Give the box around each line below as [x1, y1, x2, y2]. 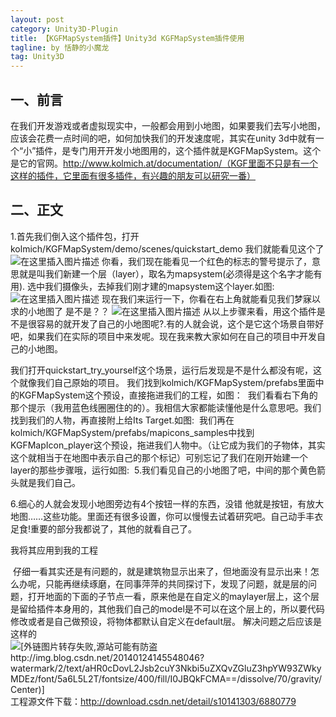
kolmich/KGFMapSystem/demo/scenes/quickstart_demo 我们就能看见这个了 [10, 242, 325, 255]
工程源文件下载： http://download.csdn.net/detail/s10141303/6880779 [10, 695, 297, 707]
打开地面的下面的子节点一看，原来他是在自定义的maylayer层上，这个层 [27, 590, 320, 602]
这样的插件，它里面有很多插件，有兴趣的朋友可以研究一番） [10, 169, 256, 181]
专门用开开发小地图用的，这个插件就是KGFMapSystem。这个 [70, 144, 322, 156]
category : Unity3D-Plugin [10, 24, 118, 34]
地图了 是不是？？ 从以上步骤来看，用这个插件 [36, 305, 317, 317]
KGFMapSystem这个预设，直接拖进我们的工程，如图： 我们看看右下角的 [18, 389, 318, 401]
